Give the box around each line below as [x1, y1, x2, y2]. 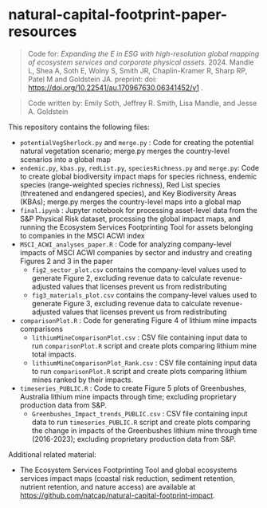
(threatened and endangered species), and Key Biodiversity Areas [19, 188, 237, 198]
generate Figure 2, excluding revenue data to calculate [31, 273, 211, 282]
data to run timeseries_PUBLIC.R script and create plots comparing [31, 417, 251, 427]
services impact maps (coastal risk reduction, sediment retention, [19, 473, 235, 483]
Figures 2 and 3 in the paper [19, 256, 113, 266]
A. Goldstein [27, 106, 69, 116]
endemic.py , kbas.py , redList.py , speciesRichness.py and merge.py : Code [19, 163, 260, 172]
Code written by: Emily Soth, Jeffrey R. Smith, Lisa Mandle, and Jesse [27, 98, 257, 108]
